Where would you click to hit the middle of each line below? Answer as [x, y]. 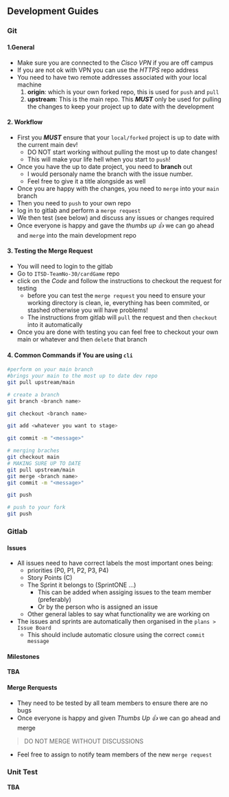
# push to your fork [37, 508]
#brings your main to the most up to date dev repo [82, 376]
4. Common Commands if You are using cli [70, 355]
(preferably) [55, 600]
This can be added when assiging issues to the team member [124, 592]
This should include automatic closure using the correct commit [116, 635]
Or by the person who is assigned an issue [98, 607]
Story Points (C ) [50, 578]
